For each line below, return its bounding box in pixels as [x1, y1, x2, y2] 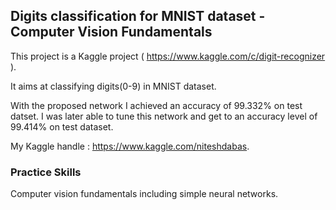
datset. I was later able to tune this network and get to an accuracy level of [10, 110, 318, 122]
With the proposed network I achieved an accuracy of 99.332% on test [10, 99, 303, 111]
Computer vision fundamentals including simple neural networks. [10, 188, 279, 200]
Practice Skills [10, 165, 82, 179]
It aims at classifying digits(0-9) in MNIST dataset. [10, 80, 217, 92]
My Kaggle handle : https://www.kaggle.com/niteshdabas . [10, 140, 250, 152]
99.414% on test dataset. [10, 120, 114, 133]
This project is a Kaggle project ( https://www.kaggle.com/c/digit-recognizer [10, 50, 326, 62]
